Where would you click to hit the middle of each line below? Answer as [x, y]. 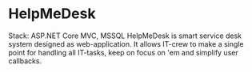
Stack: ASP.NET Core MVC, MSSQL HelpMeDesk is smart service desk [125, 36]
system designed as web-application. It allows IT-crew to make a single [126, 44]
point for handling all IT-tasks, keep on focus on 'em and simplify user [123, 52]
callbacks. [25, 61]
